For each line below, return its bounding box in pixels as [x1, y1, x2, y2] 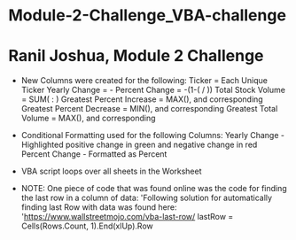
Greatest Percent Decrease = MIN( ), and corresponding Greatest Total [20, 104, 278, 114]
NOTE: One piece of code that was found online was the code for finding [20, 183, 287, 194]
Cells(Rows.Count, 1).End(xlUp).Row [20, 221, 154, 231]
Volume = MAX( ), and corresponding [20, 112, 156, 124]
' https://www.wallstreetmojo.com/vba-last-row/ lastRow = [20, 212, 234, 222]
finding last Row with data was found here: [20, 202, 177, 213]
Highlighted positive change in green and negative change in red [20, 139, 258, 151]
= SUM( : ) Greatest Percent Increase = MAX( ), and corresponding [20, 94, 263, 105]
